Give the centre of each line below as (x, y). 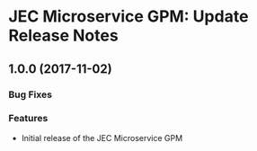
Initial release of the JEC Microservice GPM (102, 138)
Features (28, 119)
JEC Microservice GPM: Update (128, 17)
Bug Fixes (31, 94)
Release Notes (63, 36)
